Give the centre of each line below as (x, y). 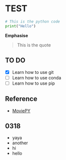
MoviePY (21, 111)
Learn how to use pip (33, 83)
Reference (21, 99)
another (20, 143)
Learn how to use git (33, 72)
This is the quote (34, 45)
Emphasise (17, 35)
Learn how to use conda (37, 78)
